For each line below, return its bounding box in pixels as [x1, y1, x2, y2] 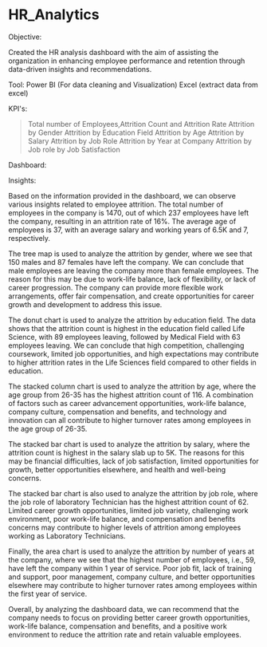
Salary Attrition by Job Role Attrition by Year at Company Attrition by [27, 136, 253, 145]
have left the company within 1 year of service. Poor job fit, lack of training [8, 563, 253, 573]
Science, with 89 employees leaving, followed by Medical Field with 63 [8, 332, 241, 341]
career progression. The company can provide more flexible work [8, 282, 224, 292]
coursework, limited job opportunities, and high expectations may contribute [8, 349, 259, 358]
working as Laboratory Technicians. [8, 531, 126, 540]
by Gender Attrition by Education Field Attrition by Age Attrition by [27, 128, 245, 137]
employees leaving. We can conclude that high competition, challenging [8, 341, 245, 350]
